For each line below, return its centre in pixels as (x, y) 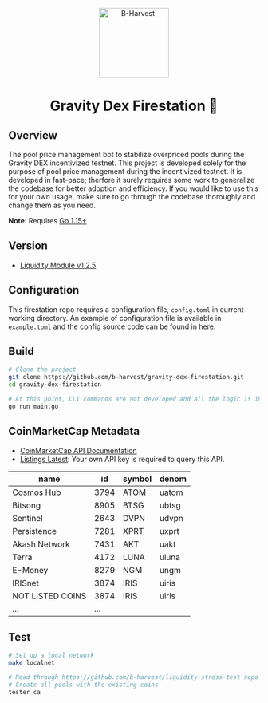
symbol (137, 479)
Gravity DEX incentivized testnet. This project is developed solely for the (127, 163)
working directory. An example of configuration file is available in (115, 318)
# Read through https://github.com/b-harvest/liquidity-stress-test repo (134, 677)
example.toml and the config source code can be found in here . (112, 326)
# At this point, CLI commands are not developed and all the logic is (130, 399)
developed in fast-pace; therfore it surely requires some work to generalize (132, 180)
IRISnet (26, 583)
